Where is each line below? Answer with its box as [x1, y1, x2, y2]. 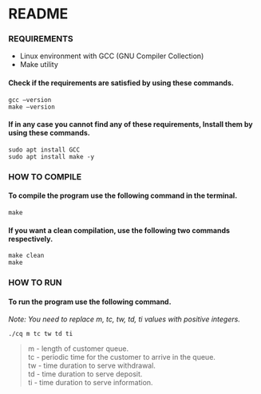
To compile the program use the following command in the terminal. [8, 191, 238, 200]
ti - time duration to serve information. [27, 378, 153, 388]
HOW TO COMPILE [8, 171, 82, 182]
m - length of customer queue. [27, 344, 129, 353]
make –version [8, 103, 56, 111]
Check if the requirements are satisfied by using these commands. [8, 78, 234, 88]
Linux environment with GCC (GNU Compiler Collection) [19, 51, 204, 61]
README [8, 5, 69, 23]
